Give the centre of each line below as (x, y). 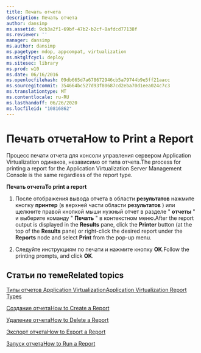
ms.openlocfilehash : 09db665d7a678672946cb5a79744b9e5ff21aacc (88, 80)
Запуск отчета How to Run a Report (51, 344)
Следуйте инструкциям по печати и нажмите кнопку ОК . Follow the (102, 249)
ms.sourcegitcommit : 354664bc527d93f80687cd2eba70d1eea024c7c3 (88, 86)
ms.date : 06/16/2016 (33, 75)
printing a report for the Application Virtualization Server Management (94, 169)
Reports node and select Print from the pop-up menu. (83, 238)
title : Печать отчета (34, 12)
